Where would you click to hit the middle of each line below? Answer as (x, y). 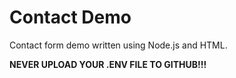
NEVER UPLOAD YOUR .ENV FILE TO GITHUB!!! (108, 64)
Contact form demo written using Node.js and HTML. (118, 45)
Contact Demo (70, 17)
